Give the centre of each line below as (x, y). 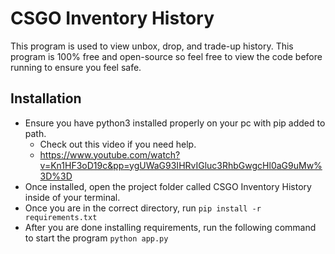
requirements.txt (61, 217)
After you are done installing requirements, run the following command (170, 227)
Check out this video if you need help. (118, 144)
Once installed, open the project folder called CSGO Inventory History (168, 186)
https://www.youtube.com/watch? (110, 154)
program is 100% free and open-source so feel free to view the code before (166, 56)
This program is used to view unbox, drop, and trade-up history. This (152, 46)
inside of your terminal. (72, 197)
